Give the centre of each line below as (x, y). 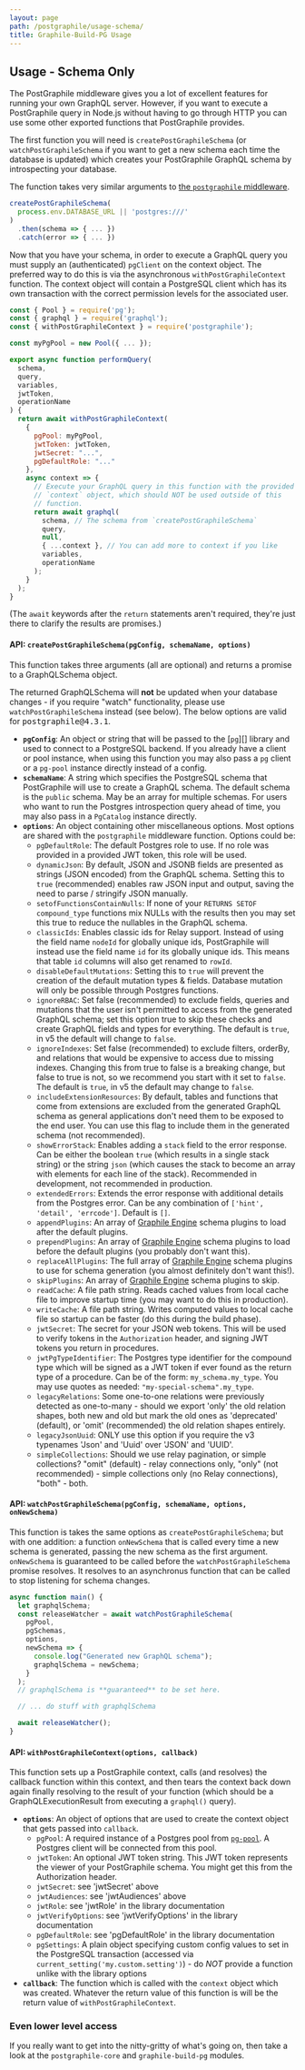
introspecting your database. (64, 169)
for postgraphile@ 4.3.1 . (60, 721)
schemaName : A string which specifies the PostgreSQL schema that (145, 777)
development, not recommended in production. (124, 1183)
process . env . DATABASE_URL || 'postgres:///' (103, 212)
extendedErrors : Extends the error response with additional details (160, 1193)
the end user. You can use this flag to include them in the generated (163, 1126)
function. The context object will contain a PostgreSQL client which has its (148, 284)
